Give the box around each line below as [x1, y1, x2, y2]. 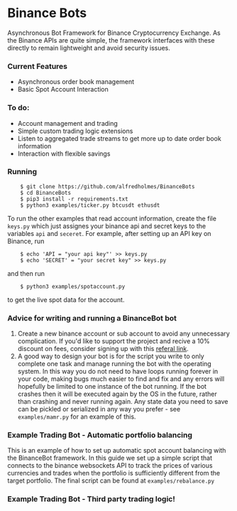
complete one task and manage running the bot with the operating [17, 360, 211, 368]
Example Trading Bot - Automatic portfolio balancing [7, 430, 193, 440]
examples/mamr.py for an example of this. [17, 412, 136, 421]
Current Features [7, 61, 68, 71]
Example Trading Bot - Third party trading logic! [7, 494, 175, 504]
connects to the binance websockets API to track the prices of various [7, 461, 213, 470]
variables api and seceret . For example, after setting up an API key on [7, 229, 211, 237]
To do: [7, 103, 30, 113]
